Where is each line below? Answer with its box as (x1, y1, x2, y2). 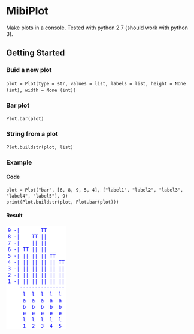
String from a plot (6, 129, 59, 138)
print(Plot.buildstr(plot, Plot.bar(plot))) (6, 199, 119, 205)
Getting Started (6, 48, 65, 58)
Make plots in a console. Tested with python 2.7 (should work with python (6, 24, 189, 31)
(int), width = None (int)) (6, 87, 77, 93)
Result (6, 211, 23, 219)
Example (6, 158, 32, 166)
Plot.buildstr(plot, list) (6, 144, 74, 151)
